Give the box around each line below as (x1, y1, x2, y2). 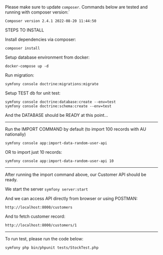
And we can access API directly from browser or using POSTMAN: (5, 196, 138, 201)
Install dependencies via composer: (5, 36, 76, 42)
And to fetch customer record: (5, 213, 65, 219)
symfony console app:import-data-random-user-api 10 (5, 159, 114, 163)
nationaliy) (5, 131, 26, 137)
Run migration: (5, 72, 34, 78)
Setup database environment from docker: (5, 54, 90, 60)
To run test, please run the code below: (5, 236, 83, 241)
